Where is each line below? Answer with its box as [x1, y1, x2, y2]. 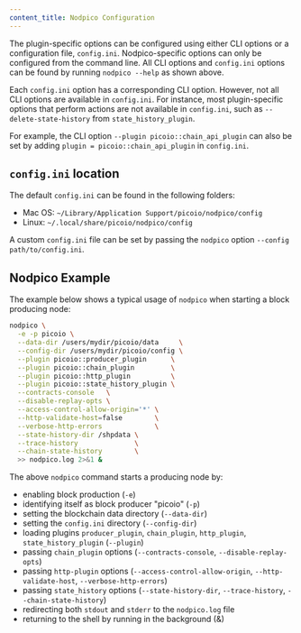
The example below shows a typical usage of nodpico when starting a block [9, 294, 290, 305]
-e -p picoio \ [17, 330, 75, 339]
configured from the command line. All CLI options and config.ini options [9, 57, 286, 68]
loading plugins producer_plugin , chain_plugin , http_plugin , [22, 527, 247, 538]
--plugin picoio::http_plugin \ [17, 372, 176, 381]
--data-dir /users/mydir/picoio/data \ [17, 338, 183, 347]
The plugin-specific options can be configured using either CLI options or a [9, 38, 289, 49]
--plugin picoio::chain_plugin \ [17, 362, 176, 372]
